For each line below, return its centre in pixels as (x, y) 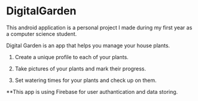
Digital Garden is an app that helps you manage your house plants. (88, 45)
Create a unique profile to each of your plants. (71, 57)
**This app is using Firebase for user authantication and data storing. (92, 91)
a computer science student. (42, 33)
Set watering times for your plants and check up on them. (86, 80)
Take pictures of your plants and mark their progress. (80, 68)
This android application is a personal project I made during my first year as (99, 27)
